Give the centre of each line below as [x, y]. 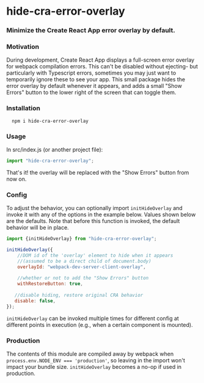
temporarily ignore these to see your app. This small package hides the [96, 79]
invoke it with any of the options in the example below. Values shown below [101, 214]
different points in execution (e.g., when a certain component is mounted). [100, 324]
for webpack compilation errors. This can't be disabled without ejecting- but [102, 67]
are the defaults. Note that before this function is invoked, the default [93, 221]
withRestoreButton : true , [50, 284]
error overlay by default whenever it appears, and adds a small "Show [94, 86]
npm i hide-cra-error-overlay [50, 121]
